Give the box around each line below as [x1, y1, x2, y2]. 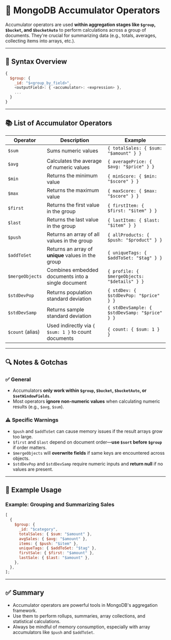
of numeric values [46, 163, 90, 170]
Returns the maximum [46, 186, 99, 193]
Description [60, 136, 90, 143]
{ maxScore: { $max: [107, 188, 157, 193]
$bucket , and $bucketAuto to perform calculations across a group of [5, 27, 147, 33]
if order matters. [12, 444, 47, 451]
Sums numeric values [46, 147, 98, 154]
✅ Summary [5, 588, 44, 597]
